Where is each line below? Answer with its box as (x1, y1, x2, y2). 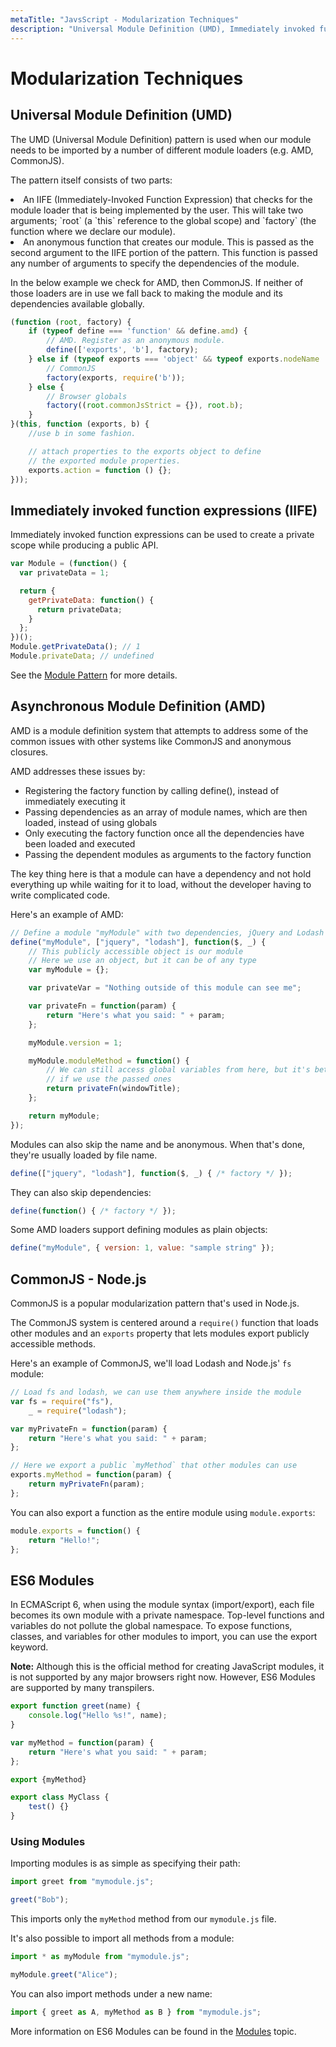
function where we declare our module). (10, 225, 176, 237)
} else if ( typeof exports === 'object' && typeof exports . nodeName (28, 354, 320, 364)
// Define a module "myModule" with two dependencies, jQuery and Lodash (10, 927, 325, 938)
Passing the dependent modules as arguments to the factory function (24, 848, 312, 860)
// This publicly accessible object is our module (28, 946, 244, 956)
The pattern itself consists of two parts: (10, 174, 173, 186)
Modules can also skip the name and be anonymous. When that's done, (10, 1138, 306, 1150)
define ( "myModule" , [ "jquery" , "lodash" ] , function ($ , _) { (10, 937, 267, 947)
